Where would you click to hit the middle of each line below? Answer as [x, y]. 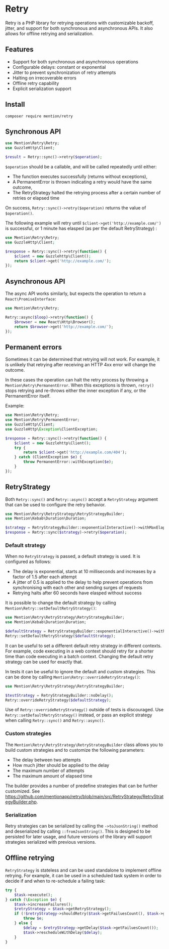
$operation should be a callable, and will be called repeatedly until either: [81, 167]
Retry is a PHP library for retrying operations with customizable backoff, [80, 23]
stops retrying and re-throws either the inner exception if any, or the [76, 391]
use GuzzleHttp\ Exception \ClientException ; [52, 429]
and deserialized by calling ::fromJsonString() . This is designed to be [78, 831]
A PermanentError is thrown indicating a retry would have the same [82, 182]
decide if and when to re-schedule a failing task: [55, 881]
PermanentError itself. [28, 396]
